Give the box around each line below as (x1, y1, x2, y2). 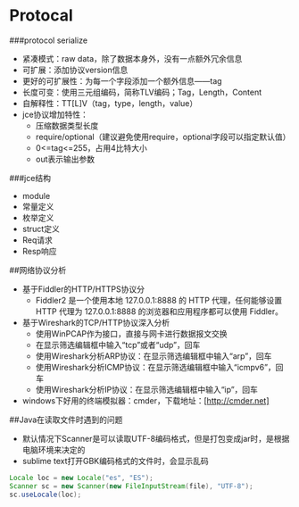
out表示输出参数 (35, 154, 96, 164)
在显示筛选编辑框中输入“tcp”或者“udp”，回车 (35, 339, 201, 350)
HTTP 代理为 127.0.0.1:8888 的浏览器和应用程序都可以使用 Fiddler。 (35, 305, 284, 317)
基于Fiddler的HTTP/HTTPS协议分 (21, 283, 145, 295)
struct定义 (21, 223, 60, 234)
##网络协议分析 (9, 264, 67, 275)
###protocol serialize (9, 35, 87, 46)
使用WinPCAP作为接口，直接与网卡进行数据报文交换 (35, 328, 228, 339)
